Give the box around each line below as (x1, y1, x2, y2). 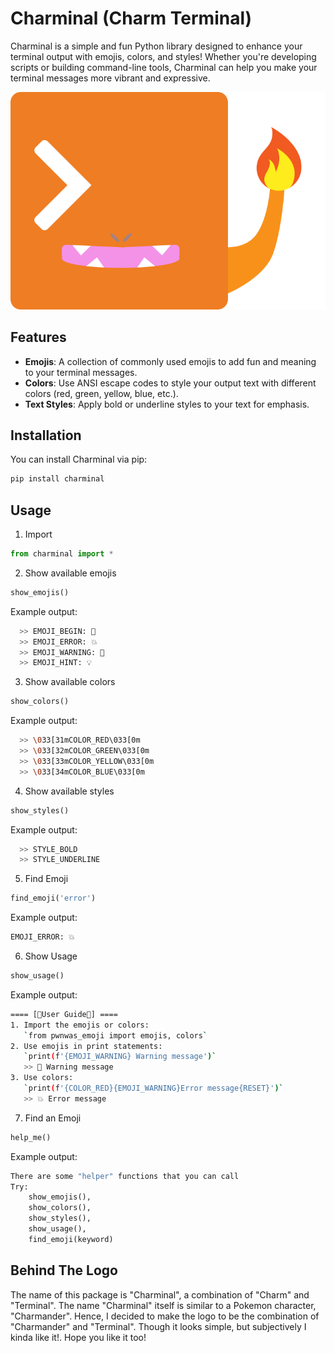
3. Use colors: (10, 1073, 74, 1083)
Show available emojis (24, 567, 117, 579)
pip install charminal (10, 474, 105, 484)
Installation (10, 427, 82, 444)
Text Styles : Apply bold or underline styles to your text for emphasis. (24, 398, 310, 410)
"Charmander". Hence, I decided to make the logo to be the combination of (10, 1310, 320, 1322)
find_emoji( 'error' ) (10, 893, 97, 904)
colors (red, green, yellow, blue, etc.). (24, 387, 179, 399)
